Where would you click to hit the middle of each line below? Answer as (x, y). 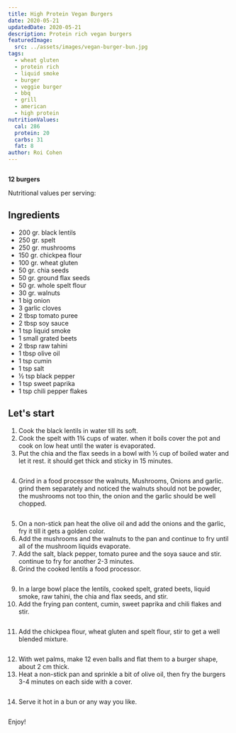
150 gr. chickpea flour (50, 255)
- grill (26, 100)
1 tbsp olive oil (39, 353)
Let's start (32, 413)
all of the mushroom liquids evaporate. (74, 546)
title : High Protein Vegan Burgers (61, 14)
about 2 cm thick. (44, 666)
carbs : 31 (29, 139)
